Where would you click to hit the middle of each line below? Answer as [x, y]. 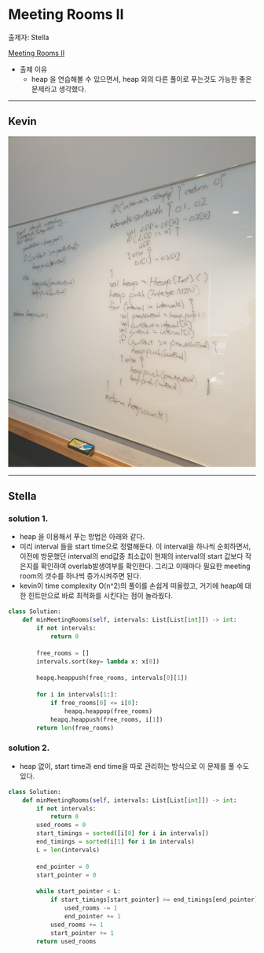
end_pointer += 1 [93, 916]
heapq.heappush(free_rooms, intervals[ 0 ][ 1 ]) [112, 678]
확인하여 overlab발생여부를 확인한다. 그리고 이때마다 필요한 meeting [145, 566]
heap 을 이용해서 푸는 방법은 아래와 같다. [82, 537]
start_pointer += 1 [82, 933]
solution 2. [29, 748]
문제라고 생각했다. [59, 89]
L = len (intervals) [68, 850]
